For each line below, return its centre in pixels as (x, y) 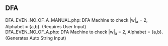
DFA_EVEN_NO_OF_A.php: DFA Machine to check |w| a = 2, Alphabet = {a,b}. (84, 32)
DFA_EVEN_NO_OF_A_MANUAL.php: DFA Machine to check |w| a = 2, (76, 21)
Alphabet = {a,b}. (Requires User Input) (46, 26)
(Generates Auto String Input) (36, 38)
